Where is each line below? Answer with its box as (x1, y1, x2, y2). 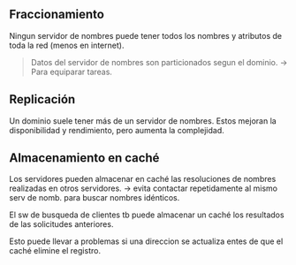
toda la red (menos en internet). (9, 40, 125, 50)
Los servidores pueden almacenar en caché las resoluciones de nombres (9, 174, 277, 185)
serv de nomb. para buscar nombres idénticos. (9, 193, 180, 203)
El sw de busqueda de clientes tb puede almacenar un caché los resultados (9, 209, 285, 220)
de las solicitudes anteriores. (9, 219, 114, 230)
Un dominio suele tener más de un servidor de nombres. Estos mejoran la (9, 115, 277, 126)
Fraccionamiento (9, 7, 104, 22)
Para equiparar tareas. (30, 66, 113, 77)
